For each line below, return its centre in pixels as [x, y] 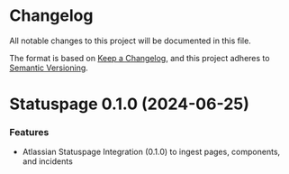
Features [29, 133]
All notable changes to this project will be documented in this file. [131, 41]
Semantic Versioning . [49, 68]
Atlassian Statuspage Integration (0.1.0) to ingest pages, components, [151, 152]
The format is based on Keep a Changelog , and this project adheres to [140, 58]
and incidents [48, 161]
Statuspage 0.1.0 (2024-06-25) [130, 104]
